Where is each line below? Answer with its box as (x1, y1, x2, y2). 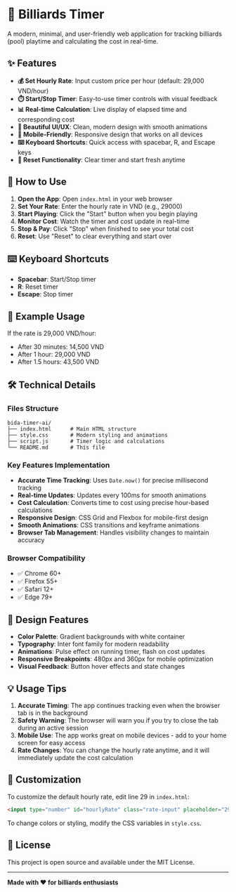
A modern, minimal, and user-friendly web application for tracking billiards (7, 29, 223, 38)
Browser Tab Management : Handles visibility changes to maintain (17, 528, 209, 537)
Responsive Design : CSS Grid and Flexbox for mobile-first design (17, 513, 209, 522)
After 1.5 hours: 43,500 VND (17, 358, 100, 366)
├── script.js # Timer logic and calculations (7, 438, 165, 445)
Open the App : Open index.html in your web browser (17, 195, 173, 203)
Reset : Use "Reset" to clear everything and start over (17, 232, 172, 240)
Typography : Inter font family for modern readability (17, 640, 170, 648)
